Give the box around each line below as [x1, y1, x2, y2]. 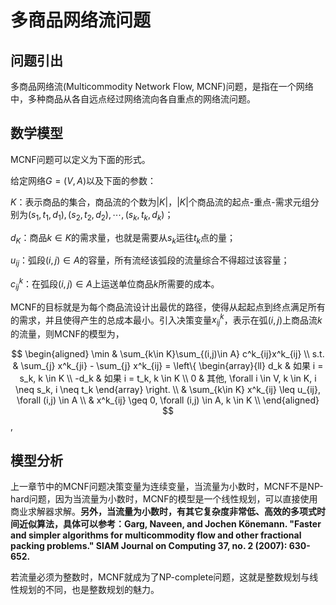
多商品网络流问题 [10, 9, 152, 32]
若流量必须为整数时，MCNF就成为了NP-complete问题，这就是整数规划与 [10, 571, 310, 583]
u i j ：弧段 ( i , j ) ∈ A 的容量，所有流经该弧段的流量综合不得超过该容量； [10, 254, 290, 269]
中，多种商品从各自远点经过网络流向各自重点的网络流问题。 [10, 93, 256, 105]
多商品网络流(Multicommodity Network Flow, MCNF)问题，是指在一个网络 [10, 81, 314, 92]
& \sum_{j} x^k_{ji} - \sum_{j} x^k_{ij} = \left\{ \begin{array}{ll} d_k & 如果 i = [12, 360, 324, 372]
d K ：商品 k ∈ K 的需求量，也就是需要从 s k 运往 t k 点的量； [10, 231, 236, 246]
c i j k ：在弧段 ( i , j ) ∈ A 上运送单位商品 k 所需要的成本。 [10, 276, 220, 292]
